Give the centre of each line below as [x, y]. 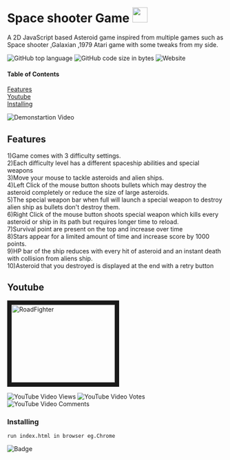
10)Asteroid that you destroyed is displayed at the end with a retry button [111, 265]
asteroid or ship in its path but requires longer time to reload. [93, 222]
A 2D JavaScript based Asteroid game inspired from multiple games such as [115, 37]
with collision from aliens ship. [50, 258]
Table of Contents [33, 74]
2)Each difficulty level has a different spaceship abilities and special [103, 163]
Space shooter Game [68, 18]
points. [17, 243]
